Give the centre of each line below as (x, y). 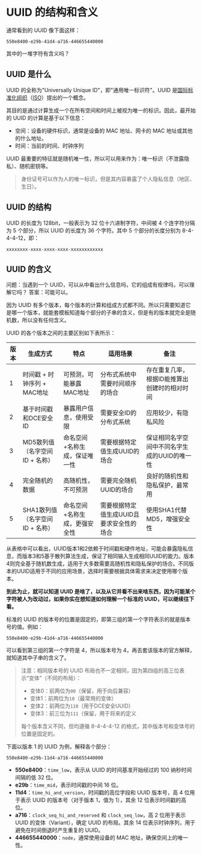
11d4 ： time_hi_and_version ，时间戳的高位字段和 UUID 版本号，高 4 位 (102, 793)
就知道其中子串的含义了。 (38, 658)
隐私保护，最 (164, 485)
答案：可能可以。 (50, 292)
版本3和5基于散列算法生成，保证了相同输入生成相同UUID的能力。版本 (108, 556)
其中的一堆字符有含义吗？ (38, 53)
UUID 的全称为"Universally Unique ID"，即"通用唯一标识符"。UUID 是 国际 (97, 90)
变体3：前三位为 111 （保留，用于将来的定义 (83, 714)
